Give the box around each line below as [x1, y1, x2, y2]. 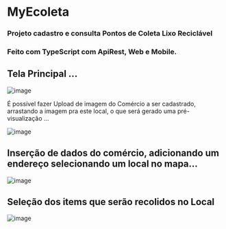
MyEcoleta [7, 4, 70, 20]
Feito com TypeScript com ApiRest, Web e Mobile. [7, 47, 177, 57]
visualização [7, 114, 42, 122]
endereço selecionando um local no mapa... [7, 158, 199, 170]
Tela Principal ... [7, 68, 78, 80]
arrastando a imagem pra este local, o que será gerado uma [7, 107, 176, 115]
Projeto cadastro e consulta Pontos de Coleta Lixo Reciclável [7, 29, 213, 38]
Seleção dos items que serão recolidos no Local [7, 196, 215, 208]
